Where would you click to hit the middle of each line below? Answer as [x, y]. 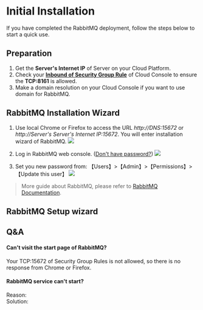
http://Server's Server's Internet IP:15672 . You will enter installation [99, 134]
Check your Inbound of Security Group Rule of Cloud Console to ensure [106, 75]
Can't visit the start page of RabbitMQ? [57, 248]
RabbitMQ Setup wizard [52, 211]
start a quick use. [28, 34]
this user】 [54, 174]
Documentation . [41, 192]
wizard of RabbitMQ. [41, 141]
